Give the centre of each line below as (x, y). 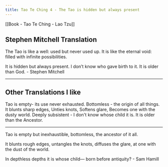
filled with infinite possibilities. (36, 57)
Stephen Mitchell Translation (51, 40)
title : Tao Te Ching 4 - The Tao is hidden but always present (72, 10)
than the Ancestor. (24, 120)
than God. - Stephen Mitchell (35, 72)
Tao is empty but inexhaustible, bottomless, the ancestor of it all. (72, 135)
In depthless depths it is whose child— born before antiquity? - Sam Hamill (82, 159)
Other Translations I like (43, 92)
